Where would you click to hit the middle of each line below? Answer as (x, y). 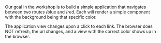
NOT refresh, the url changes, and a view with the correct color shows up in (80, 31)
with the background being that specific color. (51, 17)
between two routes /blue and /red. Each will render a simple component (78, 12)
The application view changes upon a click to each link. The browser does (79, 26)
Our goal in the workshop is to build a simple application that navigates (76, 7)
